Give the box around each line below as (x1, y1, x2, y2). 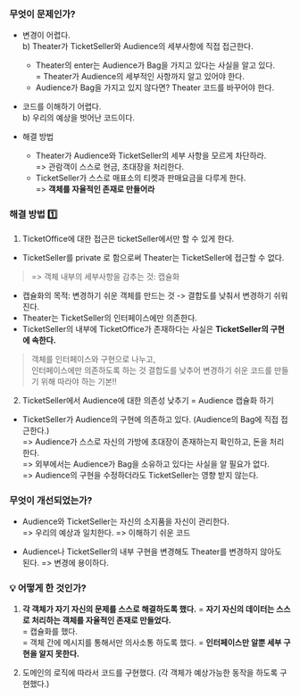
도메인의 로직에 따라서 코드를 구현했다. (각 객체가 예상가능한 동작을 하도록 (21, 668, 279, 678)
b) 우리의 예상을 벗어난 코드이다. (21, 112, 136, 123)
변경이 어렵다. (21, 29, 71, 41)
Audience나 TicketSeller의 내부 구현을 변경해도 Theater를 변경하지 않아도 (21, 546, 282, 557)
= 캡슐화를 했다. (21, 626, 79, 637)
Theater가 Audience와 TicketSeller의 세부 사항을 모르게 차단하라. (35, 150, 267, 162)
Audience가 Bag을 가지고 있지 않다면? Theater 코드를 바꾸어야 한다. (35, 82, 275, 93)
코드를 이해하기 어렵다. (21, 101, 102, 112)
